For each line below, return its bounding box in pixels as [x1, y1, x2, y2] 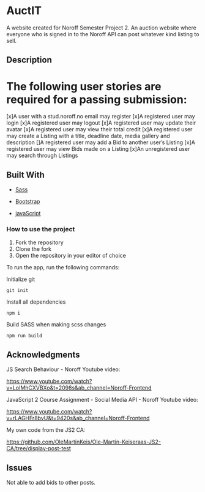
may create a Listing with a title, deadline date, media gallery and [6, 133, 170, 140]
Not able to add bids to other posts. [6, 479, 96, 486]
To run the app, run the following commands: [6, 264, 120, 271]
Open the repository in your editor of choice [15, 252, 127, 259]
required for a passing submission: [6, 93, 188, 106]
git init [6, 288, 29, 294]
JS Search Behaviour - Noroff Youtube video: [6, 366, 121, 373]
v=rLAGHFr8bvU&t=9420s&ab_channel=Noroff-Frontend [6, 415, 150, 422]
